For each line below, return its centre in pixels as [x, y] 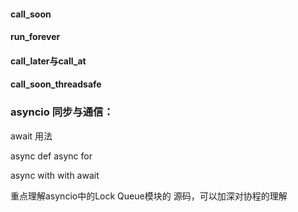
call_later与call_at [48, 61]
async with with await [55, 175]
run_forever [35, 37]
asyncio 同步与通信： [62, 112]
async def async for [51, 156]
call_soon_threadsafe [56, 84]
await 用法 [31, 136]
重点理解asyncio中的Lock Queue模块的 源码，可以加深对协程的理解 [149, 196]
